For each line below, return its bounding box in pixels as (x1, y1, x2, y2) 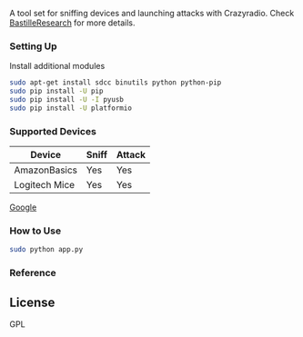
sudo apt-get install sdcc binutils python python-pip (9, 78, 222, 87)
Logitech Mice (14, 179, 76, 192)
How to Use (9, 224, 62, 237)
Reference (9, 267, 56, 280)
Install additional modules (9, 61, 106, 72)
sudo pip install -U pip (9, 86, 104, 96)
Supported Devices (9, 124, 97, 137)
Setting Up (9, 40, 57, 53)
